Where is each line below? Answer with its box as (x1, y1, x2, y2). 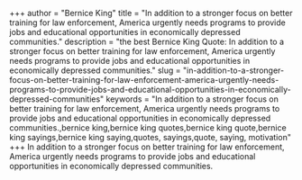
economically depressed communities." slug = (9, 65, 182, 76)
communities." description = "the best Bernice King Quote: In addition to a (9, 36, 285, 47)
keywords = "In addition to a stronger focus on (105, 94, 279, 104)
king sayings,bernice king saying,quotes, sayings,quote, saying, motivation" (9, 132, 291, 142)
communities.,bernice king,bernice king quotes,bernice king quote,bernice (9, 122, 287, 133)
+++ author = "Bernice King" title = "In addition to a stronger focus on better (9, 8, 293, 18)
